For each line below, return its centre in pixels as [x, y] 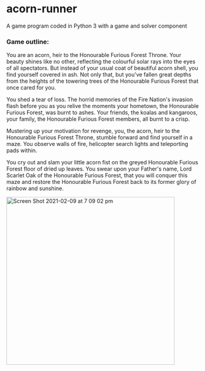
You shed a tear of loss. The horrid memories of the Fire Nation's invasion [100, 99]
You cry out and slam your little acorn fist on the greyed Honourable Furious [102, 163]
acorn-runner [42, 9]
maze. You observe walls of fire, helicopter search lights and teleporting [97, 144]
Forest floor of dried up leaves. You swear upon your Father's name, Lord [99, 169]
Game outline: [28, 42]
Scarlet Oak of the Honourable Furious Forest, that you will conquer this [97, 175]
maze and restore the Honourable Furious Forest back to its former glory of [101, 182]
